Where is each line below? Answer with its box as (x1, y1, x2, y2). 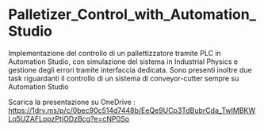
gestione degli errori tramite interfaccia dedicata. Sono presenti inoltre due (8, 65, 252, 74)
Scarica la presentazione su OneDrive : (8, 97, 136, 107)
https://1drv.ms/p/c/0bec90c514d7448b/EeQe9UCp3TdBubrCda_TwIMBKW (8, 105, 256, 115)
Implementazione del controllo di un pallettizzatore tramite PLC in (8, 48, 222, 58)
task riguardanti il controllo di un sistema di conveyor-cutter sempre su (8, 73, 239, 83)
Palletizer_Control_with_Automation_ (8, 6, 256, 24)
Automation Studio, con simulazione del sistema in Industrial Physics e (8, 57, 239, 66)
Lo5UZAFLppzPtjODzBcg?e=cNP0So (8, 114, 129, 123)
